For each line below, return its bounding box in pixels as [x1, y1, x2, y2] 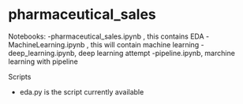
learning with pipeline [8, 57, 79, 66]
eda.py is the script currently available [19, 87, 144, 96]
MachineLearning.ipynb [8, 39, 85, 49]
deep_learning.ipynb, [8, 48, 77, 58]
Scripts [8, 72, 32, 81]
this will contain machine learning [90, 39, 200, 49]
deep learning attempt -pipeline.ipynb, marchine [78, 48, 235, 58]
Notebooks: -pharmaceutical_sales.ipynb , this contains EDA [8, 32, 204, 41]
